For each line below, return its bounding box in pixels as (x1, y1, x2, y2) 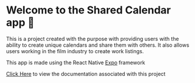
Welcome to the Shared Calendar (6, 4, 171, 17)
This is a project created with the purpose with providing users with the (6, 35, 179, 42)
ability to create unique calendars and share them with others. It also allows (6, 41, 190, 49)
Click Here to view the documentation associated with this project (6, 70, 166, 77)
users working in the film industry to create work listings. (6, 47, 144, 54)
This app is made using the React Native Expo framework (6, 59, 146, 66)
